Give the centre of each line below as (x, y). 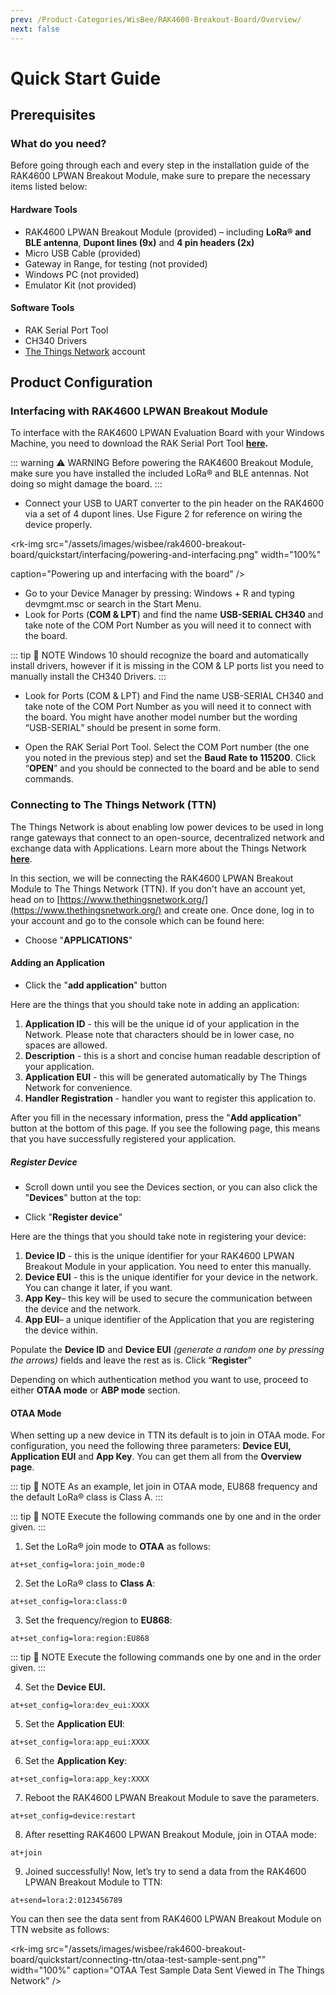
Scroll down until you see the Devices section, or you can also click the (171, 1187)
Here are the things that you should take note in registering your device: (158, 1236)
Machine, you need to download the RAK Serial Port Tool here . (139, 443)
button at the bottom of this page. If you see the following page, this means (165, 1128)
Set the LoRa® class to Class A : (90, 1583)
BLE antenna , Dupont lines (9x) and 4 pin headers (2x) (139, 242)
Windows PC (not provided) (82, 274)
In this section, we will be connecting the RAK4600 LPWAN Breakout (152, 878)
